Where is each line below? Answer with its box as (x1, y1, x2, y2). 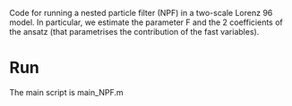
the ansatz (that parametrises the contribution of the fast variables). (9, 27, 260, 37)
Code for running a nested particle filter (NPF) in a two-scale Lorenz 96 (9, 8, 273, 18)
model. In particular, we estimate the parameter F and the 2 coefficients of (9, 17, 284, 28)
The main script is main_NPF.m (9, 86, 124, 97)
